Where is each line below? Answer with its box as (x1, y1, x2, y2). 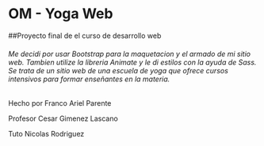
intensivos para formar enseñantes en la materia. (8, 74, 170, 84)
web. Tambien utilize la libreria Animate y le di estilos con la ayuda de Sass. (8, 57, 257, 67)
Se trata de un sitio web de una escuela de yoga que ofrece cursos (8, 66, 228, 75)
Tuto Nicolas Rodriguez (8, 129, 85, 139)
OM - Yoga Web (8, 5, 113, 23)
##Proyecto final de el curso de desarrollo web (8, 31, 162, 40)
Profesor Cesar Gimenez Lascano (8, 114, 119, 123)
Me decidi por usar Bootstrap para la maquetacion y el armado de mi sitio (8, 49, 251, 58)
